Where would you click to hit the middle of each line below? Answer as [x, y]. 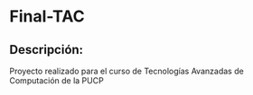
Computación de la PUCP [56, 81]
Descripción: [47, 50]
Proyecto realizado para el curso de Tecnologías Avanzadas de [126, 71]
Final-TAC [47, 17]
